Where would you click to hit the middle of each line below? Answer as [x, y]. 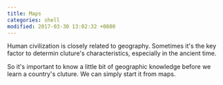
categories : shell [33, 20]
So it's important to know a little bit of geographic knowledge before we [109, 67]
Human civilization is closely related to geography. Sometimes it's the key [112, 46]
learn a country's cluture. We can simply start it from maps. [91, 74]
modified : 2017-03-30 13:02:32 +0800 [61, 26]
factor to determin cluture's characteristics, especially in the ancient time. [112, 53]
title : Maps [24, 13]
